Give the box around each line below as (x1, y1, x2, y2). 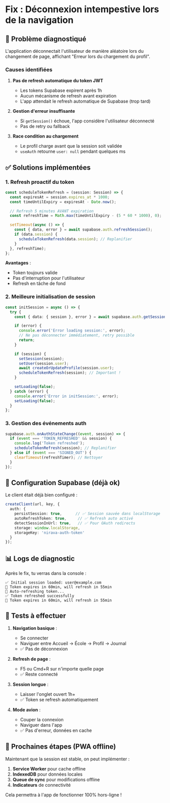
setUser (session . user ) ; (18, 361, 69, 366)
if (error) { (14, 324, 42, 329)
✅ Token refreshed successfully (5, 593, 74, 599)
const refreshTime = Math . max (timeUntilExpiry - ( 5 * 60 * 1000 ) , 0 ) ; (10, 213, 162, 218)
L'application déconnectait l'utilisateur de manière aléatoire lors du (5, 48, 144, 54)
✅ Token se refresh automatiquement (20, 696, 99, 702)
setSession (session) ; (18, 356, 65, 361)
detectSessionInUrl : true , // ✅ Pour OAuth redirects (14, 521, 136, 526)
